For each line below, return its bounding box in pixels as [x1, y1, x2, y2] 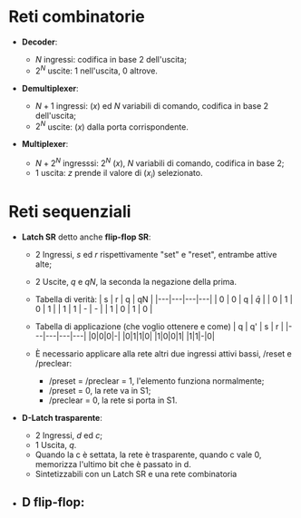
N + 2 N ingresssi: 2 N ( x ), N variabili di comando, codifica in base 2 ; [34, 156, 285, 169]
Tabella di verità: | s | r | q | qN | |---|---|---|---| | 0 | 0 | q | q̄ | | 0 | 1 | [34, 293, 294, 305]
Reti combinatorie [8, 6, 146, 27]
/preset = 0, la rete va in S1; [48, 385, 151, 396]
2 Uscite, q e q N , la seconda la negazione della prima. [34, 276, 238, 287]
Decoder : [21, 36, 58, 47]
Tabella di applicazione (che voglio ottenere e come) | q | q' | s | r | [34, 320, 285, 332]
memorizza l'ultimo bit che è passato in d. [34, 458, 191, 469]
